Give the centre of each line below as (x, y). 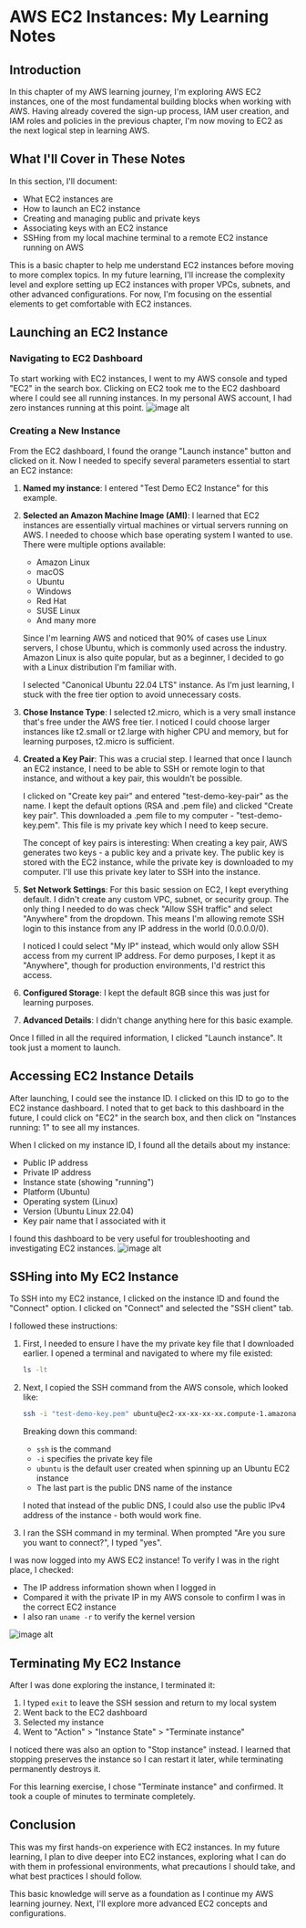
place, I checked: (42, 1570)
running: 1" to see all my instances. (75, 1127)
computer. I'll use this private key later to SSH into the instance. (142, 871)
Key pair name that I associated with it (94, 1221)
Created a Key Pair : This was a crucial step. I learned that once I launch (157, 758)
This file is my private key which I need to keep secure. (165, 825)
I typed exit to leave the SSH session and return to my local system (150, 1703)
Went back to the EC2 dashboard (85, 1712)
